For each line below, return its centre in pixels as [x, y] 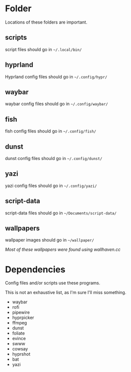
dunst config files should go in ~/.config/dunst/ [54, 158]
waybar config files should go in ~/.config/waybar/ [57, 104]
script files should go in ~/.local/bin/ [44, 49]
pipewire [21, 313]
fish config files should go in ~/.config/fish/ [51, 131]
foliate [19, 333]
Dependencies [35, 269]
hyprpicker [23, 318]
